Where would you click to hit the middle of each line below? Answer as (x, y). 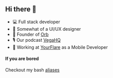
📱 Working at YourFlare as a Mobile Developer (60, 47)
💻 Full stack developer (36, 22)
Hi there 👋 (21, 9)
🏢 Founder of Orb (30, 34)
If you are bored (22, 59)
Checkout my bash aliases (32, 70)
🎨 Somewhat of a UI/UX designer (47, 29)
